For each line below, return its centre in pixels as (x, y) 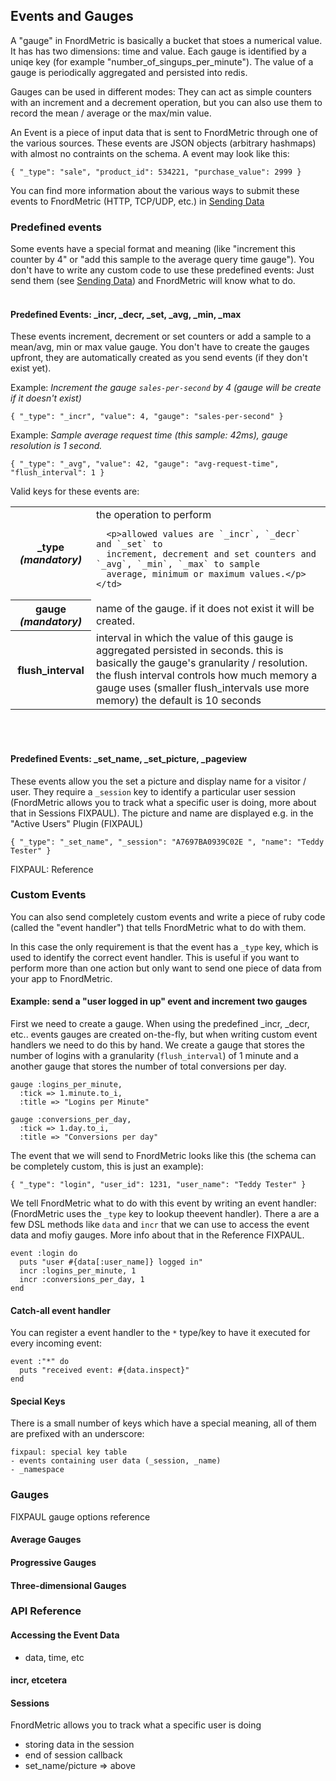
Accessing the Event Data (65, 1635)
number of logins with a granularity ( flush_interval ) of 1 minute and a (154, 1056)
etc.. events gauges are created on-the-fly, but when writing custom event (164, 1035)
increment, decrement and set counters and (211, 554)
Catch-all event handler (60, 1310)
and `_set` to (129, 544)
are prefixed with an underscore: (77, 1434)
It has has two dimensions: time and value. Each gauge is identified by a (158, 51)
